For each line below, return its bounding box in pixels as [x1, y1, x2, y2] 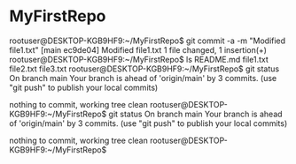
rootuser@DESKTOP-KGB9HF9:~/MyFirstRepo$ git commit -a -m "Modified [9, 35, 286, 46]
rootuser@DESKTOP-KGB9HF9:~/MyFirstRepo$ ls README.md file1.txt [9, 54, 269, 64]
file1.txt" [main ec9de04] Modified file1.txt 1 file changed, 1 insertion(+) [9, 44, 268, 55]
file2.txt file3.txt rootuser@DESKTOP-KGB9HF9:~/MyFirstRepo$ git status [9, 63, 280, 74]
